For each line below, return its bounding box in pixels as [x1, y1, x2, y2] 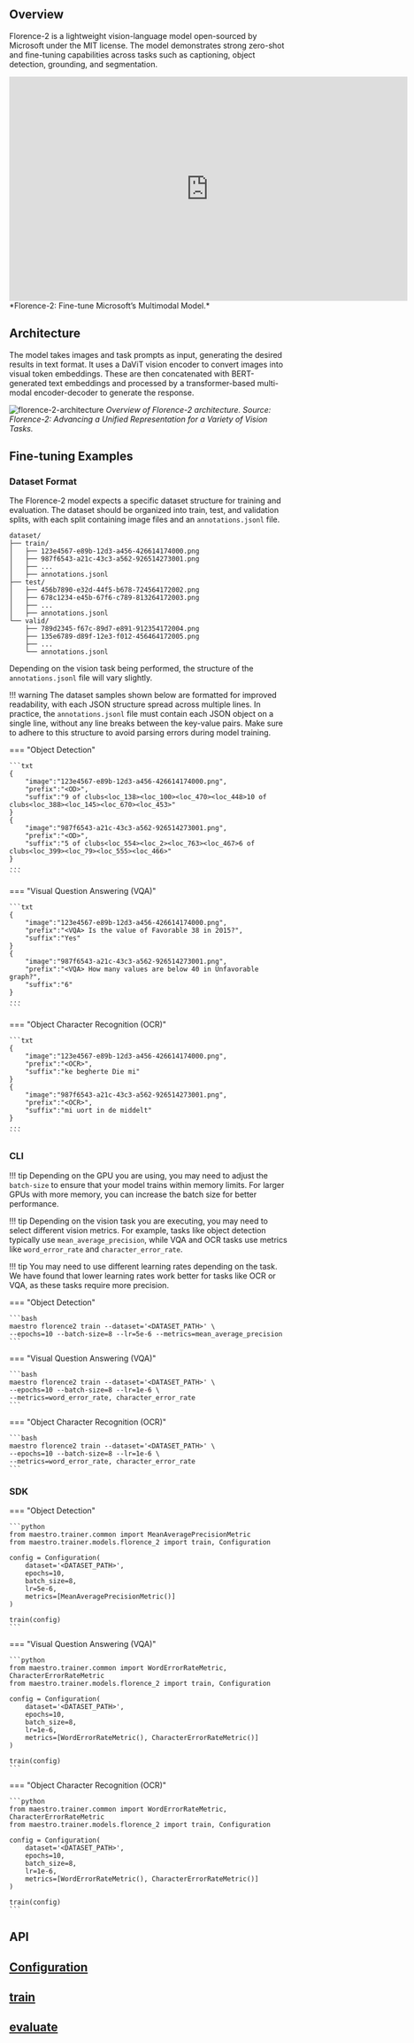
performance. [9, 1198, 59, 1208]
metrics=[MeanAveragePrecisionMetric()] [25, 1592, 176, 1601]
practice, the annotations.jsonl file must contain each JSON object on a [9, 709, 274, 719]
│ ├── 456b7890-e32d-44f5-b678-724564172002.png [9, 586, 200, 594]
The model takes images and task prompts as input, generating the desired [9, 349, 283, 360]
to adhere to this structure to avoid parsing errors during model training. [9, 727, 272, 738]
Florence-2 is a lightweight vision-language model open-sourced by [9, 30, 257, 41]
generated [9, 377, 47, 388]
